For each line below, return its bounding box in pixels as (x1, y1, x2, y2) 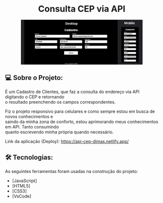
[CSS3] (12, 188, 27, 194)
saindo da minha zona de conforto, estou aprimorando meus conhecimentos (5, 119, 159, 125)
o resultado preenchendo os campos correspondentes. (5, 99, 116, 105)
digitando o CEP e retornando (5, 94, 65, 100)
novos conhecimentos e (5, 114, 54, 120)
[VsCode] (12, 193, 32, 199)
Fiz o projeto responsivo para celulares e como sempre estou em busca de (5, 109, 155, 114)
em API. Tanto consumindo (5, 124, 59, 130)
